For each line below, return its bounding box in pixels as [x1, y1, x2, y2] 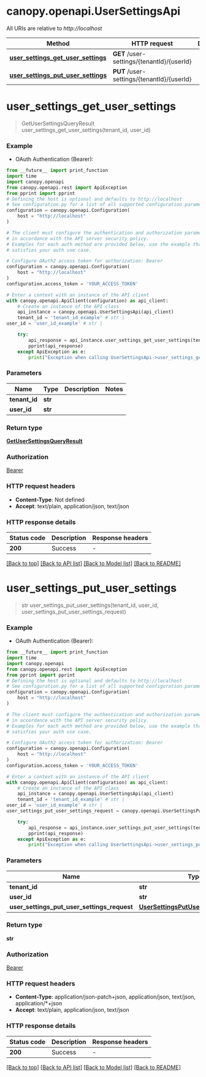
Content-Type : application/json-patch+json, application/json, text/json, [15, 993, 196, 1001]
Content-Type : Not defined [15, 496, 85, 503]
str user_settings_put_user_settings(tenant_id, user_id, [21, 601, 159, 609]
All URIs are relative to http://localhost [6, 25, 102, 32]
